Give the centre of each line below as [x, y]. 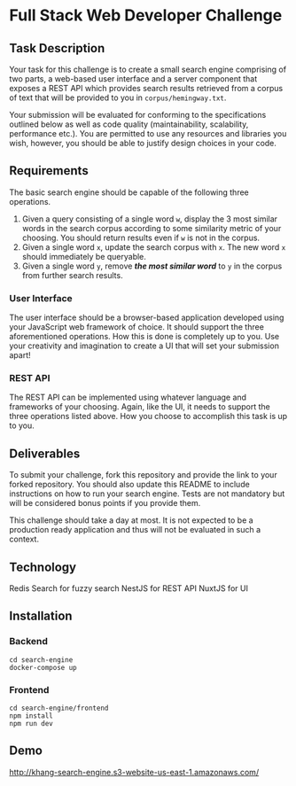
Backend [29, 642]
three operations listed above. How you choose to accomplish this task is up [148, 416]
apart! [20, 355]
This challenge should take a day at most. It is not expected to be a [132, 520]
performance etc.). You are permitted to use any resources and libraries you [148, 133]
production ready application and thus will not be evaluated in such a [135, 530]
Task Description [57, 48]
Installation [41, 616]
